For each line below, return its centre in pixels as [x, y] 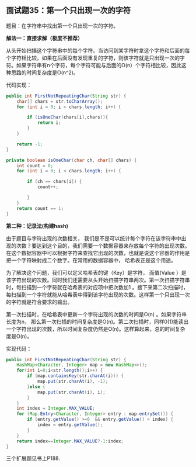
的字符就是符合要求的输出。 [39, 302]
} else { [36, 387]
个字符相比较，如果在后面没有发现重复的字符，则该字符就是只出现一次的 [93, 58]
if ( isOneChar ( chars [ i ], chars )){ [68, 117]
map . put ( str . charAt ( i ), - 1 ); [73, 382]
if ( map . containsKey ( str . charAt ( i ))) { [76, 376]
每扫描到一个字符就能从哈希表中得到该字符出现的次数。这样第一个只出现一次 [98, 295]
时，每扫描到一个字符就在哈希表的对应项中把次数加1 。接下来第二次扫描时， [97, 287]
